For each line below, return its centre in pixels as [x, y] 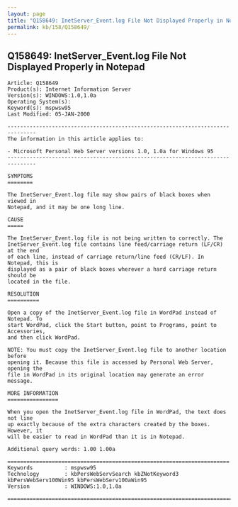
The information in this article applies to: [75, 139]
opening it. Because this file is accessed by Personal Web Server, [110, 362]
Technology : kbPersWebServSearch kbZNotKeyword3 [93, 474]
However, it [25, 431]
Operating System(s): [39, 102]
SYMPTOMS [20, 177]
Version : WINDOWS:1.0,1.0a [64, 486]
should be [22, 276]
